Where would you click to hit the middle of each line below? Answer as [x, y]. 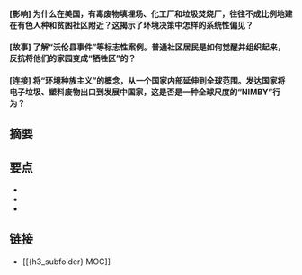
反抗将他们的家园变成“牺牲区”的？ [73, 58]
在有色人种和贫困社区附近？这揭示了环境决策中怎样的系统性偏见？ [131, 25]
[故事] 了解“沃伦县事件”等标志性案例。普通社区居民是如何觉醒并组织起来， [147, 47]
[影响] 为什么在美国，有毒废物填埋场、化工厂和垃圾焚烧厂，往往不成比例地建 [151, 13]
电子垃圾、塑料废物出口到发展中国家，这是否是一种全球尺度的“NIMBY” [141, 92]
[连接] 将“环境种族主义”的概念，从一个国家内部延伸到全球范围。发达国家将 [147, 80]
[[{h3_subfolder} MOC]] [66, 262]
